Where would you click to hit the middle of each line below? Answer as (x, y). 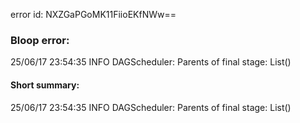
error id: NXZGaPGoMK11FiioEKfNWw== (93, 14)
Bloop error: (40, 40)
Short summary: (45, 85)
